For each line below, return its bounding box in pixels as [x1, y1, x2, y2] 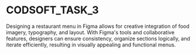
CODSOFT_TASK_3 [6, 3, 99, 17]
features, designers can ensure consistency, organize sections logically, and [6, 35, 190, 42]
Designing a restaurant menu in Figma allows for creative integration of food [6, 23, 190, 30]
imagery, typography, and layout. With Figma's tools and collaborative [6, 28, 175, 35]
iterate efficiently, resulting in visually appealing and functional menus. [6, 41, 176, 48]
